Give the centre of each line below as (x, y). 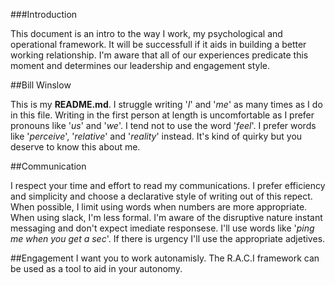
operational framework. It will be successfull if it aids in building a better (158, 44)
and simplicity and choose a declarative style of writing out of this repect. (161, 196)
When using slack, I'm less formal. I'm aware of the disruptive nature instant (166, 217)
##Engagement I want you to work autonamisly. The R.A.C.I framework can (165, 258)
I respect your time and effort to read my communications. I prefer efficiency (168, 185)
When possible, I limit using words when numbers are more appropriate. (159, 207)
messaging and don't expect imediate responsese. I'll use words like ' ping (162, 228)
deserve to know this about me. (75, 147)
